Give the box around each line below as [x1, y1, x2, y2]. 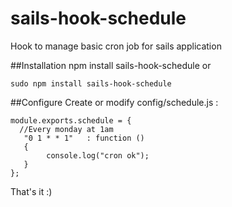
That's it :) [10, 185, 53, 197]
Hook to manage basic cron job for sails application [10, 40, 222, 52]
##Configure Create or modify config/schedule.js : [10, 96, 219, 108]
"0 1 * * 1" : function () [23, 133, 145, 143]
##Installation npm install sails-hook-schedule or [10, 59, 212, 71]
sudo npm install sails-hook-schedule [10, 78, 172, 89]
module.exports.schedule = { [10, 115, 132, 126]
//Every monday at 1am [19, 124, 114, 134]
